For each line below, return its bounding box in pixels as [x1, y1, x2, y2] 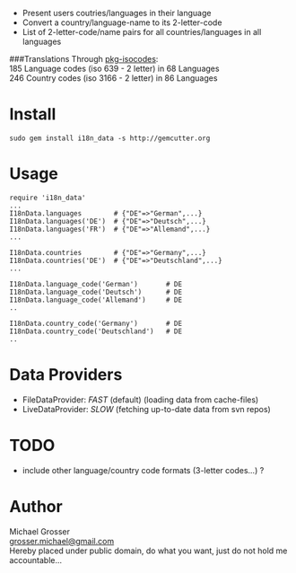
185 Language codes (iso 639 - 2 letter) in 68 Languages [9, 63, 220, 74]
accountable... [9, 554, 63, 565]
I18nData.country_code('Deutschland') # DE [9, 327, 182, 336]
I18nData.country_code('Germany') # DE [9, 319, 182, 328]
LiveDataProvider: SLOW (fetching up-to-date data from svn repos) [22, 403, 271, 414]
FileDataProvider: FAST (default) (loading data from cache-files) [22, 394, 259, 405]
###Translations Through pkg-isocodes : [9, 54, 159, 64]
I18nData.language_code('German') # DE [9, 279, 182, 288]
